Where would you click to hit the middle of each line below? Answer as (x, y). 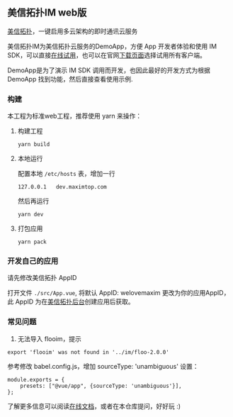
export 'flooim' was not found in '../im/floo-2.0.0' (89, 352)
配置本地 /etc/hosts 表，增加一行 (66, 174)
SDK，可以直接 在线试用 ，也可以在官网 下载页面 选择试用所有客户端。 (107, 55)
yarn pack (32, 242)
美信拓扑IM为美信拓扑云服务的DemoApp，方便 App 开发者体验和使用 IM (112, 46)
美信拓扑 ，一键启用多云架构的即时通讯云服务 (73, 31)
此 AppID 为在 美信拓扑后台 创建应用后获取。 (71, 302)
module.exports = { (36, 379)
